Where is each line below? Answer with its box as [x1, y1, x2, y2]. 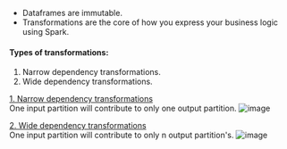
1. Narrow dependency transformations [9, 94, 154, 104]
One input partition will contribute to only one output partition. [9, 103, 237, 114]
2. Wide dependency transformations [9, 120, 147, 131]
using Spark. [21, 27, 70, 37]
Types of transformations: [9, 46, 109, 57]
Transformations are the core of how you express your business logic [21, 17, 279, 28]
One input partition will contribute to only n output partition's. [9, 129, 234, 141]
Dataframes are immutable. [21, 8, 123, 18]
